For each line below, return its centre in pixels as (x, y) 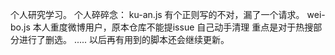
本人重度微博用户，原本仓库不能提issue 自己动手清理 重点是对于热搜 (173, 27)
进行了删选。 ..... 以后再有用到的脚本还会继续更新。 (124, 39)
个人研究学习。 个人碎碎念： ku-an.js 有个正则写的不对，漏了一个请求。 (157, 14)
